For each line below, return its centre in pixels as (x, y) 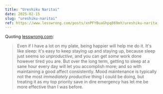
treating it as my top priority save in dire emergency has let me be (83, 82)
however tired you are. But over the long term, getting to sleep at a (83, 61)
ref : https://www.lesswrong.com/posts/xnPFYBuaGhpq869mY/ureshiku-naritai (82, 23)
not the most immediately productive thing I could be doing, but (80, 77)
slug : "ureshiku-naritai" (31, 18)
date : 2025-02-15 (23, 14)
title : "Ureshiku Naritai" (32, 9)
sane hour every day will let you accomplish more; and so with (79, 67)
